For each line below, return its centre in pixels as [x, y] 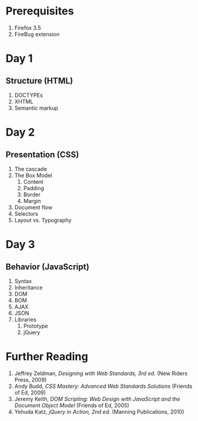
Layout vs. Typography [43, 220]
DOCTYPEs [29, 95]
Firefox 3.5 [28, 28]
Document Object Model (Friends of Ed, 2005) [72, 405]
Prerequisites [40, 11]
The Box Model [33, 175]
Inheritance [29, 287]
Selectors [26, 214]
